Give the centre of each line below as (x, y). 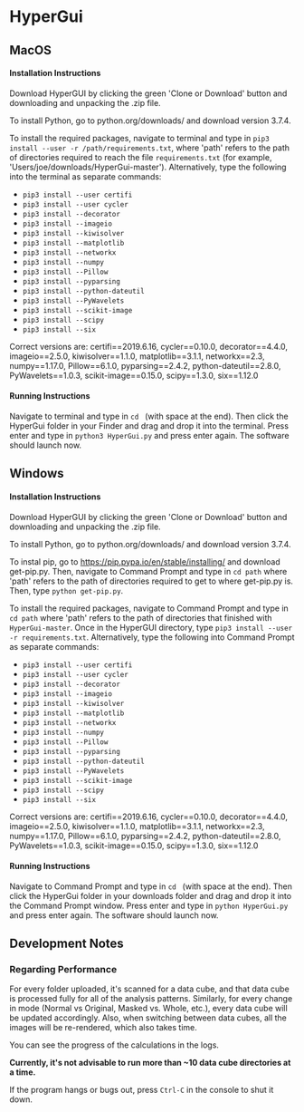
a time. (23, 1072)
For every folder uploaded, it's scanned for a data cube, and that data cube (149, 989)
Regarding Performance (63, 970)
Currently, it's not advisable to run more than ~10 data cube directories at (150, 1063)
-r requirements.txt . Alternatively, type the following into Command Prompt (152, 637)
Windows (37, 474)
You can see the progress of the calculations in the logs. (114, 1045)
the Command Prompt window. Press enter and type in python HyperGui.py (149, 905)
